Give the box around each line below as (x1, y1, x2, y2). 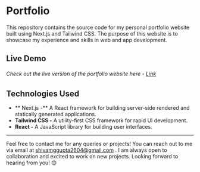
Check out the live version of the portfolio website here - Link (6, 70, 157, 77)
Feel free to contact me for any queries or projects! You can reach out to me (6, 140, 193, 147)
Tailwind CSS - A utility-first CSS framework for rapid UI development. (14, 117, 188, 124)
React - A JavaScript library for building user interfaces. (14, 123, 153, 130)
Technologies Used (6, 88, 79, 98)
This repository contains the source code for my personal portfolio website (6, 24, 190, 31)
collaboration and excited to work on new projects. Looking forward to (6, 152, 179, 160)
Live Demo (6, 53, 46, 63)
